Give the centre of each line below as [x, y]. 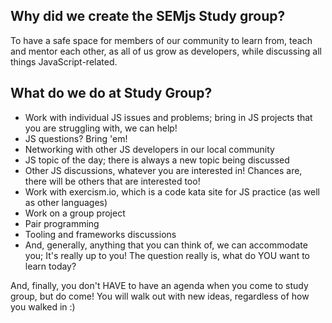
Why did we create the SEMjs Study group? [148, 16]
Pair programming [62, 223]
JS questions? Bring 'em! [76, 138]
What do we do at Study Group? [111, 93]
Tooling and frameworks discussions [100, 234]
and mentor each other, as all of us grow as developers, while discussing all [166, 51]
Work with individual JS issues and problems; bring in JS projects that [168, 117]
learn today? [50, 266]
